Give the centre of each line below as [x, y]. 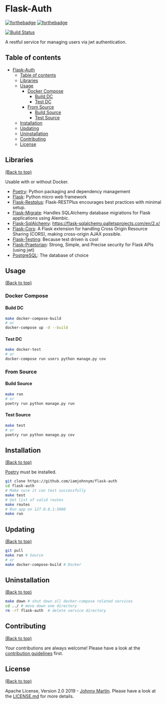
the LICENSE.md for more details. [39, 696]
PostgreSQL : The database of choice [50, 255]
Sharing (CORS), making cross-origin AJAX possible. [67, 234]
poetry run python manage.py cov [40, 435]
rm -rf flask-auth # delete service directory [56, 611]
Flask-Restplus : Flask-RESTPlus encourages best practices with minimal [87, 202]
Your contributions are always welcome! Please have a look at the [73, 648]
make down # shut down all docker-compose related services [69, 601]
